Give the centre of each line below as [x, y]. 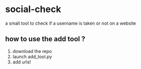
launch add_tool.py [32, 56]
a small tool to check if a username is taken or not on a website [71, 23]
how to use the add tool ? [45, 39]
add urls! [22, 62]
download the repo [32, 51]
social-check [33, 9]
